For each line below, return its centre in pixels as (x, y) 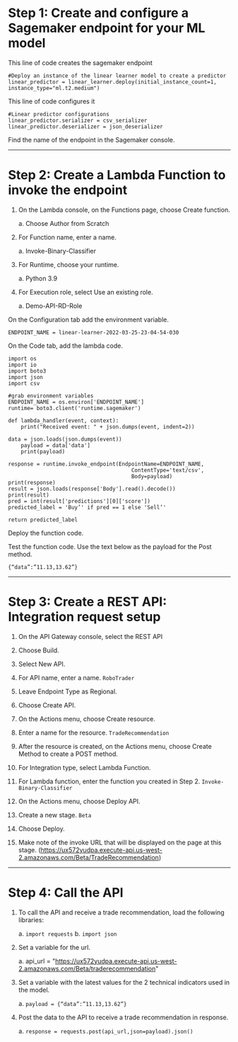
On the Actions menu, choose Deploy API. (79, 801)
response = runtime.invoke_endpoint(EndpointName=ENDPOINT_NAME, (106, 464)
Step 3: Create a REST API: (88, 602)
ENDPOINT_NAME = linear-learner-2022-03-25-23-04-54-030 (94, 332)
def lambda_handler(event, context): (64, 420)
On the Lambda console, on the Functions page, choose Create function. (124, 210)
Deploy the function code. (46, 533)
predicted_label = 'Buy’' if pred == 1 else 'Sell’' (87, 507)
